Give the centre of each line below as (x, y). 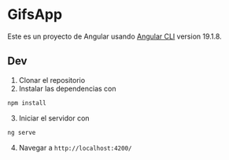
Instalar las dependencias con (67, 88)
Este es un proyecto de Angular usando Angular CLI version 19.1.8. (114, 36)
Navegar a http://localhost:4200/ (75, 147)
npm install (27, 103)
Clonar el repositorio (52, 80)
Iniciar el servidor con (54, 118)
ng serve (22, 132)
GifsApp (35, 15)
